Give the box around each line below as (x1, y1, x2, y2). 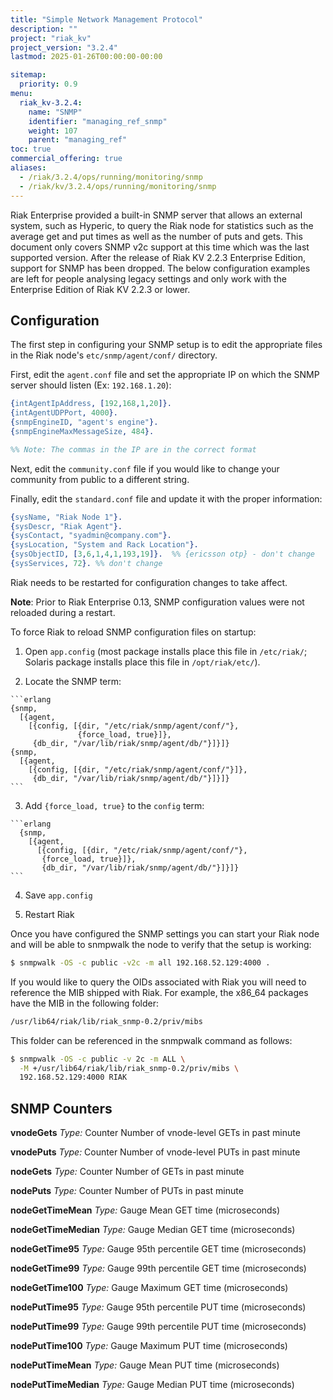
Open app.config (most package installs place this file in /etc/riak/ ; (24, 645, 308, 657)
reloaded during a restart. (10, 606, 116, 618)
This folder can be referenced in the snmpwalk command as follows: (10, 1034, 293, 1046)
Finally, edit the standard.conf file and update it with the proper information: (10, 492, 323, 505)
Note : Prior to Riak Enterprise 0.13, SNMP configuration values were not (10, 596, 305, 608)
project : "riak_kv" (10, 33, 92, 43)
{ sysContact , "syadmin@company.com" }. (10, 531, 172, 541)
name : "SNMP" (28, 107, 83, 117)
